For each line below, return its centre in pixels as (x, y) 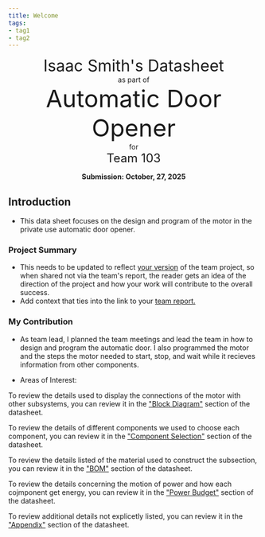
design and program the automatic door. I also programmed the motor (134, 348)
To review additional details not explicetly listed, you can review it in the (126, 516)
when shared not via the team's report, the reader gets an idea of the (133, 276)
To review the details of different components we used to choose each (124, 427)
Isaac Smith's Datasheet (134, 66)
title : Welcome (33, 16)
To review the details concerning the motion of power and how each (120, 484)
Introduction (40, 202)
